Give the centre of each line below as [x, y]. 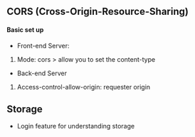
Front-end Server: [43, 45]
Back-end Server [42, 73]
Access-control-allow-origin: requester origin [84, 87]
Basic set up [25, 29]
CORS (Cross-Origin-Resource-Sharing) [98, 12]
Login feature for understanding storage [76, 126]
